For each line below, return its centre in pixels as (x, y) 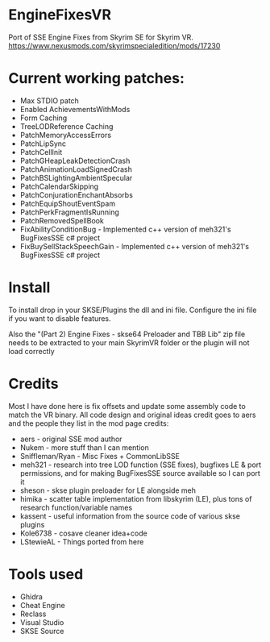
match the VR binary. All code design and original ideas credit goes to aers (132, 415)
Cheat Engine (43, 605)
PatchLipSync (43, 144)
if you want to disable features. (60, 318)
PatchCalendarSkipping (59, 186)
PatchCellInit (41, 152)
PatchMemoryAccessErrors (65, 135)
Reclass (33, 614)
